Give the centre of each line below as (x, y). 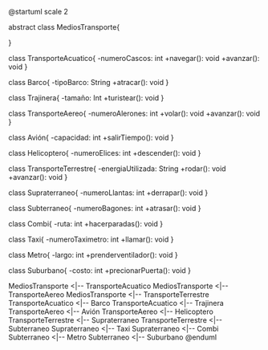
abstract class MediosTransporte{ (64, 27)
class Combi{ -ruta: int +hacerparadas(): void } (85, 224)
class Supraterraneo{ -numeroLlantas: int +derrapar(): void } (108, 193)
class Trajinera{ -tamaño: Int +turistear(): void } (86, 98)
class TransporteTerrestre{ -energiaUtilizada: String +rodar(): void (117, 169)
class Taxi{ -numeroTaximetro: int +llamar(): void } (91, 239)
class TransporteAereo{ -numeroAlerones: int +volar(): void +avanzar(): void (134, 113)
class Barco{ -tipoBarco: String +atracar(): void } (89, 82)
